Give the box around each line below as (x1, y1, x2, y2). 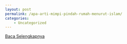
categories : (5, 16, 29, 21)
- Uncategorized (14, 20, 47, 25)
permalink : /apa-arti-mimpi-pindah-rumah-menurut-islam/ (5, 11, 123, 16)
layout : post (5, 7, 32, 12)
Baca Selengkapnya (5, 33, 45, 39)
